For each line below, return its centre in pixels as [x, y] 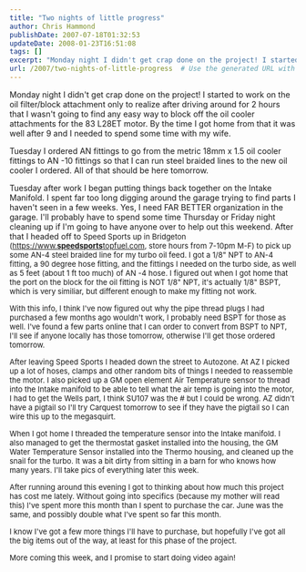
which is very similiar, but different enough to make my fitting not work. [133, 291]
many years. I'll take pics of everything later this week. [104, 470]
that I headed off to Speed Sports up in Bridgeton [98, 236]
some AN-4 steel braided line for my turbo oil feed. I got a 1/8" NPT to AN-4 [142, 255]
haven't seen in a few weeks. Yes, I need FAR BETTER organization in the [147, 207]
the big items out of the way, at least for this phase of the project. [123, 540]
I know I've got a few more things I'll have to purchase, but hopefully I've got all [148, 531]
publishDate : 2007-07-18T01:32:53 [75, 35]
